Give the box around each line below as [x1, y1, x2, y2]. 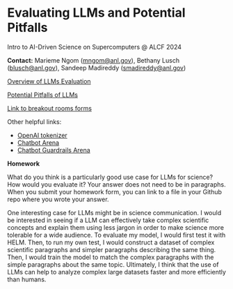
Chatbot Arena [17, 138, 60, 147]
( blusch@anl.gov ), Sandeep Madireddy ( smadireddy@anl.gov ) [7, 63, 186, 72]
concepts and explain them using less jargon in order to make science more [7, 223, 225, 231]
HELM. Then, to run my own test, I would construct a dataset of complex [7, 238, 215, 247]
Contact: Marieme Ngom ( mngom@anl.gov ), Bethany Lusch [7, 56, 179, 64]
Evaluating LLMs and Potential [7, 5, 186, 21]
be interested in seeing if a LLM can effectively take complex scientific [7, 216, 209, 224]
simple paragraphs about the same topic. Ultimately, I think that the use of [7, 260, 219, 269]
